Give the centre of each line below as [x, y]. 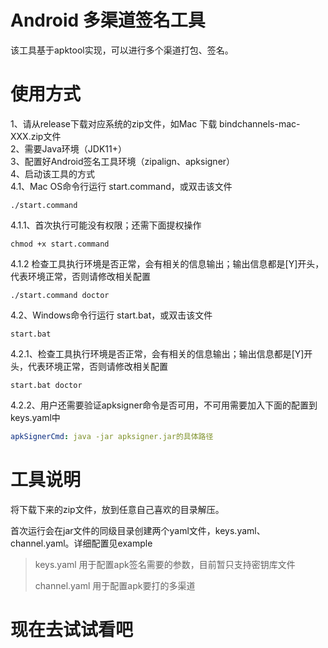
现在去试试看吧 [72, 629]
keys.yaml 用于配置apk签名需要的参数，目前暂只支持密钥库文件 [165, 564]
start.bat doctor [46, 385]
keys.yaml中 [35, 417]
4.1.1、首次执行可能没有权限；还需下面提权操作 [106, 225]
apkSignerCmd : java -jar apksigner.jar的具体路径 [112, 436]
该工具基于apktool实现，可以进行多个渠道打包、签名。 [122, 50]
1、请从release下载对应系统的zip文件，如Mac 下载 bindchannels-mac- [155, 123]
